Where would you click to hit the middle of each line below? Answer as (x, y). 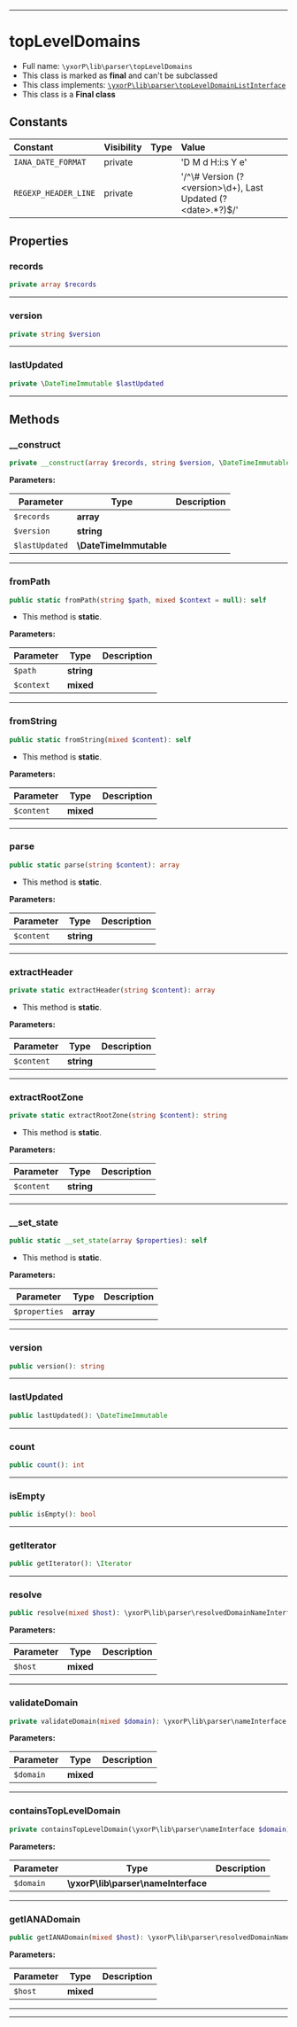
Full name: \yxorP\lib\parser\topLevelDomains (107, 66)
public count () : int (47, 1465)
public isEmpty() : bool (53, 1515)
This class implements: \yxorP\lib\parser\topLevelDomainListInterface (154, 84)
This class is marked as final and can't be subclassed (120, 75)
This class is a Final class (69, 94)
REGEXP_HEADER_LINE (54, 193)
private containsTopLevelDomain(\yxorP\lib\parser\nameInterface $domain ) (150, 1829)
